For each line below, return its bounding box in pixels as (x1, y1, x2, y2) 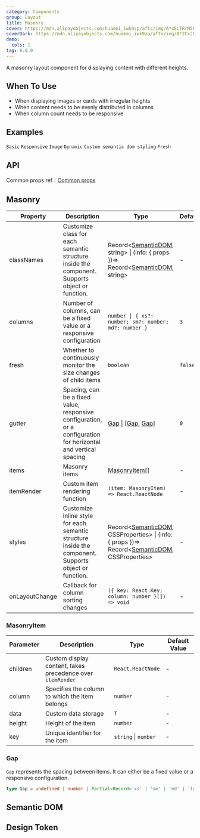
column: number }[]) (108, 593, 166, 600)
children (9, 665, 32, 673)
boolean (108, 362, 130, 368)
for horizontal (62, 438, 101, 446)
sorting (62, 596, 83, 604)
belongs (45, 700, 68, 708)
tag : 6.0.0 (6, 48, 33, 54)
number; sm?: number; (108, 319, 169, 325)
